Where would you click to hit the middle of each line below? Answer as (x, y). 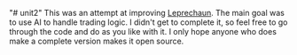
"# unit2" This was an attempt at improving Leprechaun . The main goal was (147, 13)
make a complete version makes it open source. (97, 41)
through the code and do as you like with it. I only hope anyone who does (143, 31)
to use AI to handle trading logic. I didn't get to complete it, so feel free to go (148, 22)
